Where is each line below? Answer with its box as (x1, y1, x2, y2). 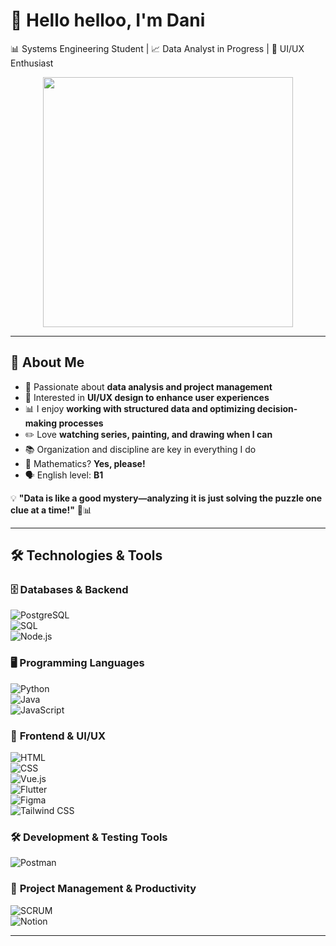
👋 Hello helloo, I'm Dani (10, 9, 206, 32)
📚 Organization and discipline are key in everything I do (24, 443, 257, 455)
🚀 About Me (10, 354, 85, 371)
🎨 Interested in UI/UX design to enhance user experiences (24, 391, 270, 403)
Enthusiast (10, 57, 54, 69)
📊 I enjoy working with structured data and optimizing (24, 402, 256, 414)
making (24, 417, 58, 429)
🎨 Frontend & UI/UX (10, 729, 107, 743)
